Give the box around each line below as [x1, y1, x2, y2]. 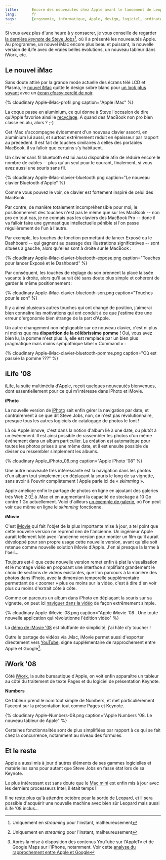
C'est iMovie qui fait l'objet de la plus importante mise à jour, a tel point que [5, 523, 159, 529]
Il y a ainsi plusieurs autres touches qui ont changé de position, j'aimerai [5, 305, 152, 311]
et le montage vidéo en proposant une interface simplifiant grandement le [5, 564, 155, 570]
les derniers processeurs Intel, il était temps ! [5, 785, 97, 791]
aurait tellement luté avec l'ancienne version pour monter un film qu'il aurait [5, 534, 159, 540]
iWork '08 [5, 660, 37, 668]
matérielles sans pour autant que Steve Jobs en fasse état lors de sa [5, 765, 145, 771]
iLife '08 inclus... [5, 805, 39, 811]
